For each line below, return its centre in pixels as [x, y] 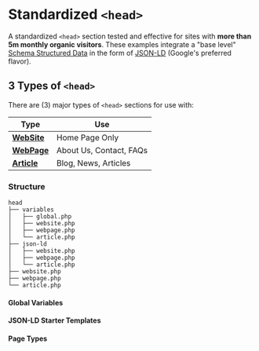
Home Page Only [88, 137]
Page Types [28, 338]
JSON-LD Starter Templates [55, 320]
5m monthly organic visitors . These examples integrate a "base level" [122, 44]
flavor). [20, 61]
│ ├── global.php [40, 217]
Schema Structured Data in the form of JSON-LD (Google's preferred [120, 53]
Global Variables [36, 302]
